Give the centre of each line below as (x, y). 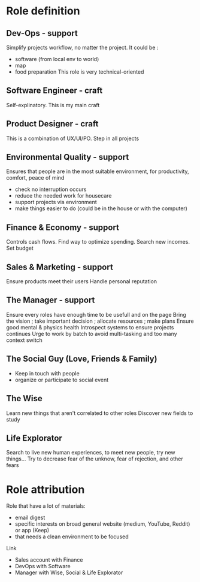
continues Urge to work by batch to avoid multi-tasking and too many (92, 334)
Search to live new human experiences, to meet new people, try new (91, 453)
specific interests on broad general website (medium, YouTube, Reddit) (102, 524)
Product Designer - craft (52, 124)
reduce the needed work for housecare (63, 196)
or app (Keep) (32, 531)
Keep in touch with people (47, 373)
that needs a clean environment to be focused (72, 536)
